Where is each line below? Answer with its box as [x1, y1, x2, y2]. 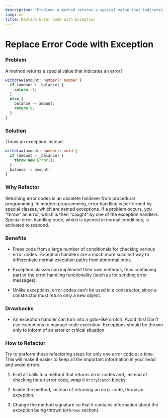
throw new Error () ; [14, 157, 55, 163]
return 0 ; [14, 106, 35, 111]
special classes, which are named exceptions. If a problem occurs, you [5, 206, 152, 212]
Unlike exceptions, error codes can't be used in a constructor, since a [12, 287, 157, 293]
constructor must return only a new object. [12, 292, 102, 298]
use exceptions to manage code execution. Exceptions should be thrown [12, 322, 163, 328]
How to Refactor [5, 340, 46, 347]
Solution [5, 127, 27, 134]
